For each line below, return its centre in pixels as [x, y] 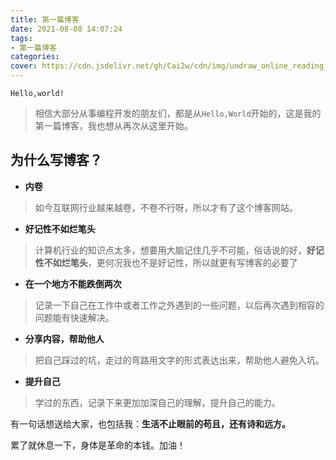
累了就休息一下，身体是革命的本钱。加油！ [98, 445]
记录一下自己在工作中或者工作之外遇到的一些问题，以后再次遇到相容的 [179, 305]
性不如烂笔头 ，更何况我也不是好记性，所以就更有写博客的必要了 [166, 262]
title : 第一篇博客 [45, 19]
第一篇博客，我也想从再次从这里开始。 [113, 125]
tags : [21, 38]
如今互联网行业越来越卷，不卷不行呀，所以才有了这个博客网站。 [166, 207]
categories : [35, 57]
